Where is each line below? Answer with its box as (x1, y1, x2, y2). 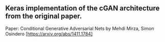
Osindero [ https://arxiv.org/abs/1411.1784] (5, 30, 93, 37)
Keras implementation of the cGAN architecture (5, 4, 160, 13)
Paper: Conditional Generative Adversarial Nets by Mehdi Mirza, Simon (5, 25, 154, 31)
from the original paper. (5, 12, 82, 21)
